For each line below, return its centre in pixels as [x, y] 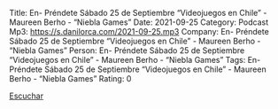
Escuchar [27, 96]
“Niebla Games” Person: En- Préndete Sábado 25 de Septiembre [127, 51]
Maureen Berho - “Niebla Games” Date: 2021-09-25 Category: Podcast [139, 22]
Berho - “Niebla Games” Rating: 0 [70, 78]
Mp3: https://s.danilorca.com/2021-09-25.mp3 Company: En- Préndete [139, 31]
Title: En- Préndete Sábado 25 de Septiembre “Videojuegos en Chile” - [138, 13]
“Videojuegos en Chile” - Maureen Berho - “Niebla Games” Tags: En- [135, 60]
